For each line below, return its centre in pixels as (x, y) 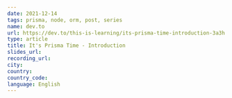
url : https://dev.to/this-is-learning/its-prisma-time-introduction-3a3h (116, 33)
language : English (34, 84)
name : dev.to (26, 26)
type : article (28, 39)
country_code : (28, 78)
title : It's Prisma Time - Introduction (67, 46)
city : (15, 65)
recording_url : (29, 59)
